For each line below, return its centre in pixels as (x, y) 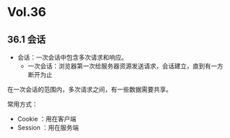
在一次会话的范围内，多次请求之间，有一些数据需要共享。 (90, 89)
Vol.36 (27, 12)
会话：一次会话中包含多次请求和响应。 (72, 57)
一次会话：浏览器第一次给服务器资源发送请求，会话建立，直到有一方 (125, 66)
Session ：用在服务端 (48, 128)
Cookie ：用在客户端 (47, 119)
